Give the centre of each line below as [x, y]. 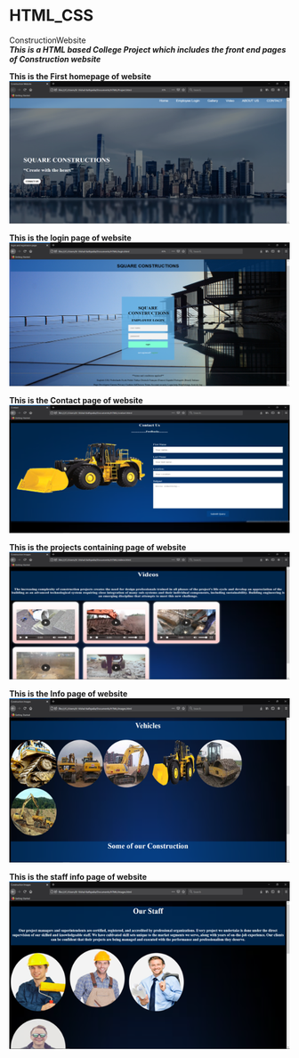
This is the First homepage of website [80, 76]
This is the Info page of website [69, 693]
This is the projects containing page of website [98, 547]
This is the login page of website [70, 238]
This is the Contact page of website [77, 400]
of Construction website [55, 59]
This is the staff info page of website [78, 876]
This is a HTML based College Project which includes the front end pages [148, 49]
